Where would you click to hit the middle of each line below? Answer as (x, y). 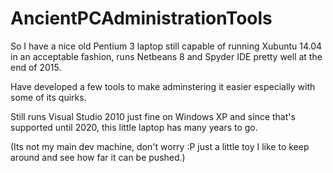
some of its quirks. (48, 97)
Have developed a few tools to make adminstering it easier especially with (163, 86)
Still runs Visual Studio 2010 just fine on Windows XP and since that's (153, 116)
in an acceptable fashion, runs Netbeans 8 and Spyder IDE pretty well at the (166, 56)
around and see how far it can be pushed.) (98, 157)
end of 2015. (36, 67)
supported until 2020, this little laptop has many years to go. (134, 127)
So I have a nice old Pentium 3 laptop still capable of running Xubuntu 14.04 (166, 46)
